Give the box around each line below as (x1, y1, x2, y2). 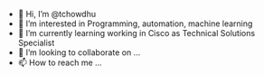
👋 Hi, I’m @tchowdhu (17, 9, 97, 19)
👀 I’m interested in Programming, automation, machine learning (17, 18, 253, 29)
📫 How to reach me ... (17, 57, 102, 68)
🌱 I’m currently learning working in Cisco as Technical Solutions (17, 28, 256, 38)
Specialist (17, 37, 55, 48)
